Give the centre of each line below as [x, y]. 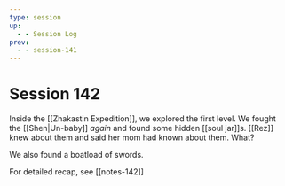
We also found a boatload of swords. [76, 155]
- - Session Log [47, 34]
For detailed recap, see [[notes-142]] [77, 172]
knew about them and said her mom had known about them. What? [132, 137]
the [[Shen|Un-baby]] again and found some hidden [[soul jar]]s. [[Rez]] [141, 128]
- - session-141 [47, 50]
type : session [36, 17]
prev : [19, 42]
